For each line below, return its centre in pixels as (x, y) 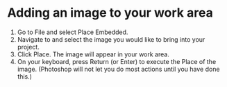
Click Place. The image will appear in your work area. (93, 54)
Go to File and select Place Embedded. (73, 32)
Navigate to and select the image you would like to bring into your (111, 39)
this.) (25, 76)
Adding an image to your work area (110, 13)
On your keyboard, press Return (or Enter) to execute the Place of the (117, 61)
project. (28, 47)
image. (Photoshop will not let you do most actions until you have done (118, 69)
